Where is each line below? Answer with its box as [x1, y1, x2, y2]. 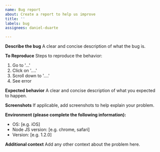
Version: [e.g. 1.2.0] [12, 132, 52, 138]
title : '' [5, 16, 26, 21]
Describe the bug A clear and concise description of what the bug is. [5, 43, 146, 49]
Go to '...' [12, 62, 31, 68]
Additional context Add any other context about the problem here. [5, 141, 140, 148]
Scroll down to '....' [12, 73, 50, 79]
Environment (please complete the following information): [5, 112, 127, 118]
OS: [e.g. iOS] [12, 122, 40, 127]
